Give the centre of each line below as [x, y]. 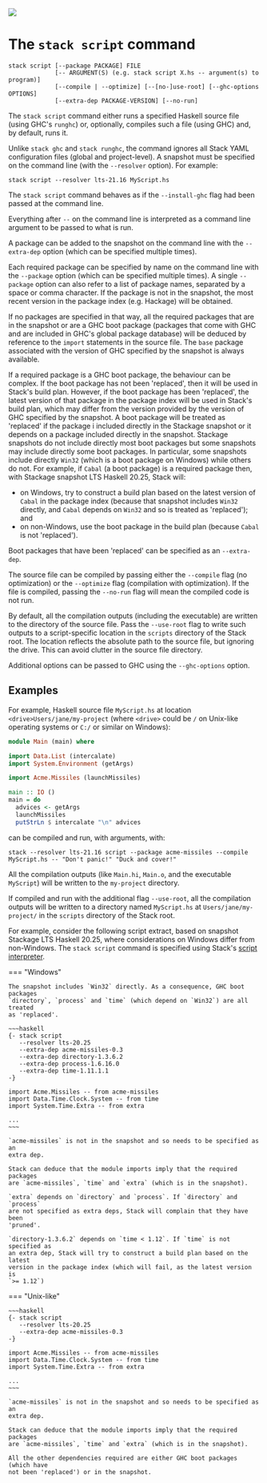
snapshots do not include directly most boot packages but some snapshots [132, 442]
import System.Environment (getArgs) [71, 764]
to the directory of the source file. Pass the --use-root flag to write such [127, 624]
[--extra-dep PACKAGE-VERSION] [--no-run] [126, 101]
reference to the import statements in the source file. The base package [126, 342]
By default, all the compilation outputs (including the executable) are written [133, 616]
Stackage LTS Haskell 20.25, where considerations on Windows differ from [132, 939]
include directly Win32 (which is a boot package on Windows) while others [130, 459]
